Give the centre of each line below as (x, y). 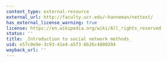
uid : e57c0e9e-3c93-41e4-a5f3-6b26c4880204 (61, 45)
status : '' (20, 34)
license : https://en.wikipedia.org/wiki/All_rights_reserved (84, 28)
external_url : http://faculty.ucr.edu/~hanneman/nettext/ (80, 17)
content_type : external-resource (48, 12)
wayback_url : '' (26, 50)
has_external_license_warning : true (52, 22)
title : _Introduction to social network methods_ (69, 39)
